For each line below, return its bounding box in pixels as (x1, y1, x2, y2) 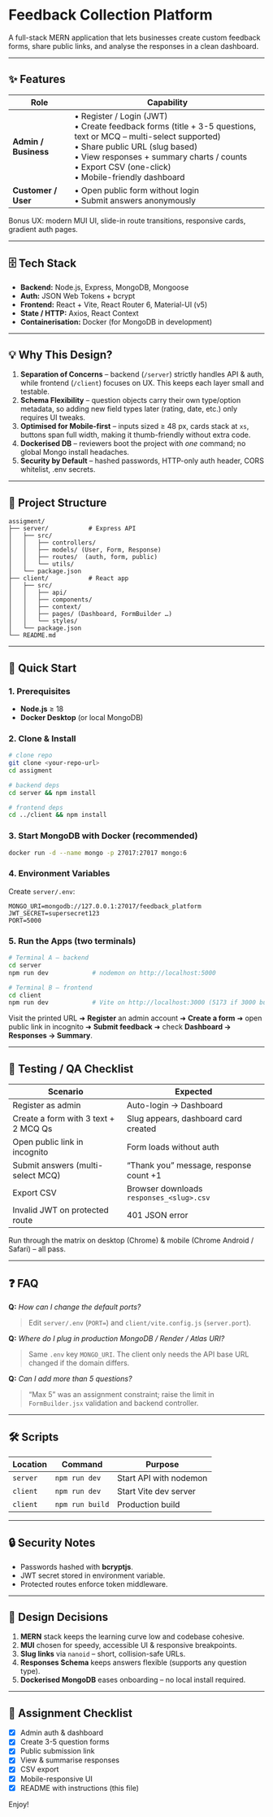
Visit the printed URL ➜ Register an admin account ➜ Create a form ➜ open (8, 1013, 262, 1023)
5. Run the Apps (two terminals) (8, 935, 136, 946)
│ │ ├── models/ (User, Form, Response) (8, 546, 162, 554)
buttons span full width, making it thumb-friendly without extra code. (19, 430, 251, 440)
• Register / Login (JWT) (74, 110, 168, 121)
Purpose (145, 1458, 180, 1470)
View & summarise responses (19, 1755, 120, 1765)
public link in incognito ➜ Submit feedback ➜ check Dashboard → (8, 1022, 232, 1032)
